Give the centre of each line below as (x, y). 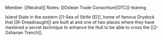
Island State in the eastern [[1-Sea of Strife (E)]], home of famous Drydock (80, 17)
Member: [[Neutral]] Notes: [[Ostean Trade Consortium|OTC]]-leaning (76, 8)
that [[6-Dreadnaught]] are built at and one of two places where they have (80, 22)
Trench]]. (34, 32)
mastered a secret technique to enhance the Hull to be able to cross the (77, 27)
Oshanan (14, 32)
